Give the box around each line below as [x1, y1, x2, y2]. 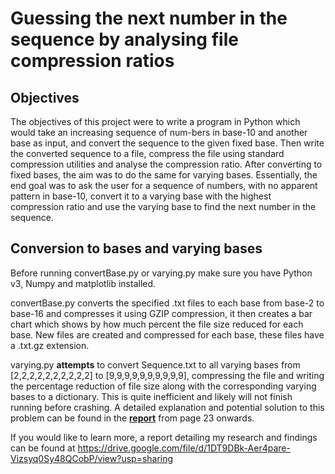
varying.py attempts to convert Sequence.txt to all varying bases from [10, 358, 301, 371]
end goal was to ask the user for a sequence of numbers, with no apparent [10, 180, 318, 191]
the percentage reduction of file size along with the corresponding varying [10, 380, 317, 392]
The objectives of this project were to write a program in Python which [10, 116, 301, 127]
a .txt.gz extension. [10, 339, 90, 351]
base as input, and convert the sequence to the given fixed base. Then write [10, 137, 325, 149]
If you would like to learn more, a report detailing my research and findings [10, 431, 318, 443]
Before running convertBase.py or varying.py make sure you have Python [10, 267, 313, 279]
